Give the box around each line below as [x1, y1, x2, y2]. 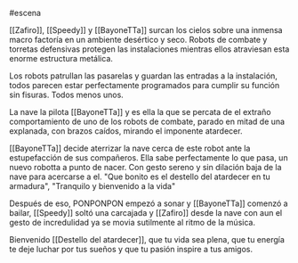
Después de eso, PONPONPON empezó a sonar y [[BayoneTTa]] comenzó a [9, 198, 288, 209]
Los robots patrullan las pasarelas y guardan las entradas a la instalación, [9, 70, 278, 81]
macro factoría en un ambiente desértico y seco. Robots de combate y [9, 35, 268, 45]
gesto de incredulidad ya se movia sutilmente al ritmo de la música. [9, 218, 256, 227]
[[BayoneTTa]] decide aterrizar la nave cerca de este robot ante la [9, 143, 251, 153]
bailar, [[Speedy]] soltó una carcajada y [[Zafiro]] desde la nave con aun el [9, 208, 283, 218]
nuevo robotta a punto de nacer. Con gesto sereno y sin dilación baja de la [9, 162, 282, 172]
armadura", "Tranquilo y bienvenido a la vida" [9, 181, 176, 191]
